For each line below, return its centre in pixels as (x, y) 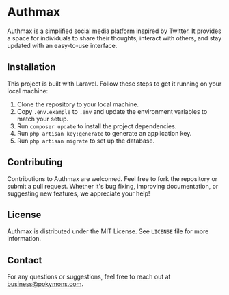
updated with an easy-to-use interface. (62, 45)
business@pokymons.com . (45, 284)
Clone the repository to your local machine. (78, 104)
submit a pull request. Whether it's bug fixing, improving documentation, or (113, 186)
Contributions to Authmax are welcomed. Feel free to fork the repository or (112, 178)
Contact (25, 260)
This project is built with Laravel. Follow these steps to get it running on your (114, 84)
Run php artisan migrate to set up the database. (86, 141)
